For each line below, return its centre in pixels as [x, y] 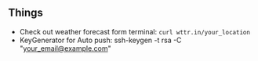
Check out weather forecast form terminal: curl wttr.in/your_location [135, 31]
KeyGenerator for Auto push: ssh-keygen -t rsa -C [100, 40]
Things [25, 13]
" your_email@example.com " [65, 48]
